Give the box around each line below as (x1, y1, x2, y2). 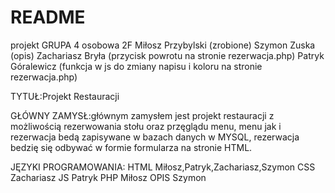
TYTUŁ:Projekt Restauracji (10, 90, 120, 102)
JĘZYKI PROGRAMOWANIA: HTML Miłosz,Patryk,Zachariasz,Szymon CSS (10, 161, 316, 173)
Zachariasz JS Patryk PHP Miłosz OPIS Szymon (10, 171, 207, 183)
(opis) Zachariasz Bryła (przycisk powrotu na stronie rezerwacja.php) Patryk (10, 49, 325, 61)
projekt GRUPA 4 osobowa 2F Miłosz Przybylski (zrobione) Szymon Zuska (10, 39, 316, 51)
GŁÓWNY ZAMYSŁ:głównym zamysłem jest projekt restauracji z (10, 109, 275, 121)
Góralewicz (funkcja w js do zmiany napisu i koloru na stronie (10, 60, 263, 72)
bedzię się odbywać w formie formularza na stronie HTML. (10, 141, 253, 153)
